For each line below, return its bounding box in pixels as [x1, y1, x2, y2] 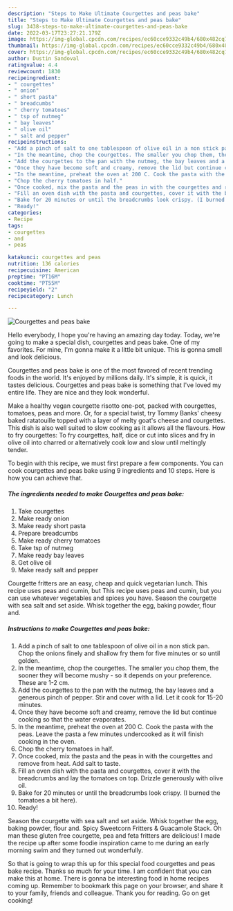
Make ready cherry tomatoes [17, 536, 101, 545]
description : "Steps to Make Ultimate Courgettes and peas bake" [8, 10, 200, 17]
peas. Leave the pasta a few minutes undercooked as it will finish [17, 730, 204, 738]
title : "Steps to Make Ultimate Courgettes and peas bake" [8, 17, 182, 24]
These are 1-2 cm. [17, 679, 70, 687]
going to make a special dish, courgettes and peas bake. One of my [8, 338, 200, 346]
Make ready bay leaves [17, 551, 85, 560]
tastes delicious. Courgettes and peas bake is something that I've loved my [8, 381, 222, 389]
